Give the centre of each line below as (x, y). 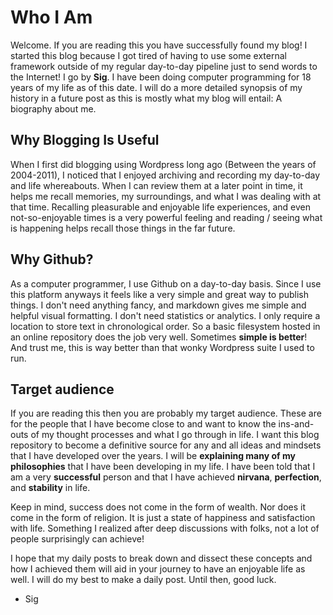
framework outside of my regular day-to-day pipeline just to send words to (164, 66)
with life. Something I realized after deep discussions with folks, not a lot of (165, 528)
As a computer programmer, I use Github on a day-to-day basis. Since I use (166, 283)
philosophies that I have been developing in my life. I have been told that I (163, 467)
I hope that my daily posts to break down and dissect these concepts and (161, 558)
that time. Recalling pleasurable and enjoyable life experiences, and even (161, 207)
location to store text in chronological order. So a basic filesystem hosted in (165, 326)
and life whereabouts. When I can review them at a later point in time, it (156, 185)
